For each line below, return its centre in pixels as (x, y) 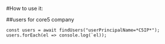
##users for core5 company (40, 19)
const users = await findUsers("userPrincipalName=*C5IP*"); (83, 30)
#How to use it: (25, 8)
